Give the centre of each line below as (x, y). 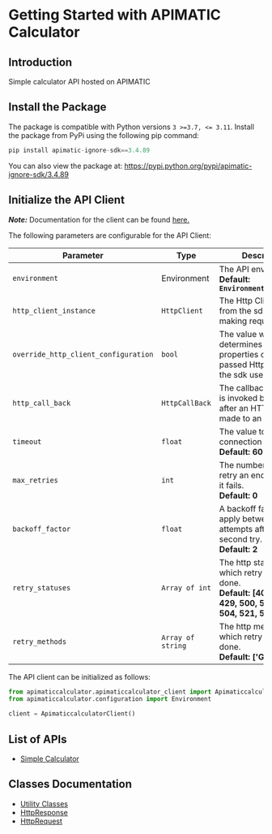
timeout (27, 441)
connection (240, 442)
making (233, 321)
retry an (234, 475)
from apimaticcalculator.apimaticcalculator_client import (110, 692)
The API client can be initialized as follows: (80, 676)
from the (236, 310)
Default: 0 (238, 495)
